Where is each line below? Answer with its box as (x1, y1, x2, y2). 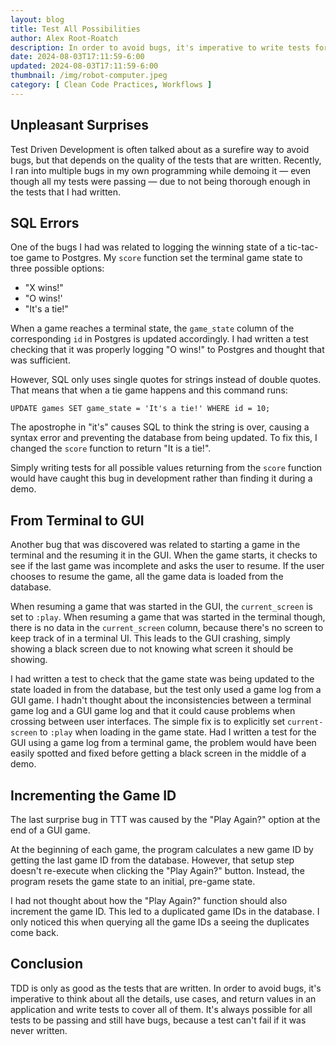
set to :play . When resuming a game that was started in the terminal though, (10, 611, 326, 623)
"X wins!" (24, 282, 64, 294)
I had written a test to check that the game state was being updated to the (10, 673, 315, 685)
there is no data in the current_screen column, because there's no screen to (10, 622, 324, 634)
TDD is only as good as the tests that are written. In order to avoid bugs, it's (10, 982, 322, 994)
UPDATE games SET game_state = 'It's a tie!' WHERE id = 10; (10, 404, 271, 414)
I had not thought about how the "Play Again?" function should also (10, 895, 288, 906)
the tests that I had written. (10, 186, 122, 198)
